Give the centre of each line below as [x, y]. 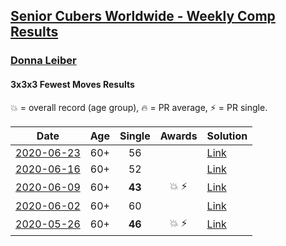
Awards [178, 136]
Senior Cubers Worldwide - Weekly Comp [143, 16]
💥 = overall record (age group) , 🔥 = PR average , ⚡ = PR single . [139, 107]
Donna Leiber [43, 61]
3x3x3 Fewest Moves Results [72, 84]
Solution [227, 136]
